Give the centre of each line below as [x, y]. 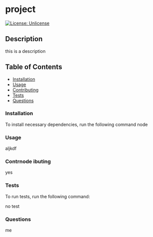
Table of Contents [34, 67]
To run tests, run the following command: [48, 196]
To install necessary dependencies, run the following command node [76, 124]
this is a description [26, 51]
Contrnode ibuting [28, 162]
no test [13, 206]
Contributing [25, 90]
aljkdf [11, 148]
